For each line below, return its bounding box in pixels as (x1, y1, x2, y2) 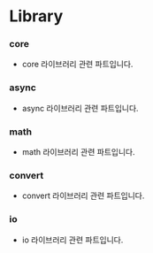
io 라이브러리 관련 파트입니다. (21, 234, 124, 245)
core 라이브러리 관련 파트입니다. (21, 59, 134, 70)
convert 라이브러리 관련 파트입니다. (21, 190, 145, 201)
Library (9, 6, 64, 27)
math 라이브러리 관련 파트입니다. (21, 147, 135, 157)
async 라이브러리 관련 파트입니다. (21, 103, 139, 113)
